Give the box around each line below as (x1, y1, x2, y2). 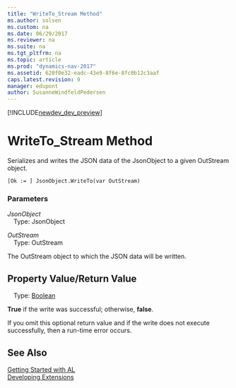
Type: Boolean (13, 291, 56, 300)
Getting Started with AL (7, 365, 76, 374)
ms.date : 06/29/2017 (7, 30, 69, 37)
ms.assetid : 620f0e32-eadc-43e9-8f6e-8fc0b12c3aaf (7, 69, 160, 76)
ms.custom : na (7, 23, 49, 30)
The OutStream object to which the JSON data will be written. (7, 252, 187, 261)
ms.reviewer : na (7, 37, 55, 44)
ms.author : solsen (7, 17, 61, 24)
